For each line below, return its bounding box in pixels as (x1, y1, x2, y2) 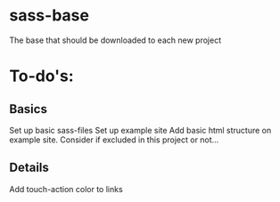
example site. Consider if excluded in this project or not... (9, 134, 219, 145)
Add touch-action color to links (9, 183, 123, 194)
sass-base (9, 5, 89, 26)
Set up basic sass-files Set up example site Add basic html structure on (9, 125, 272, 135)
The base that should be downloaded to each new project (9, 35, 221, 45)
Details (9, 160, 49, 175)
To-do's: (9, 66, 74, 86)
